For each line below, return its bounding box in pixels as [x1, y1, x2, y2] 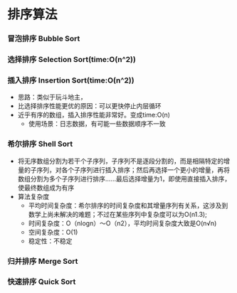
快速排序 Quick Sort [7, 277, 76, 287]
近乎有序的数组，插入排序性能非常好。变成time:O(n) [17, 111, 171, 119]
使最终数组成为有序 [17, 183, 75, 192]
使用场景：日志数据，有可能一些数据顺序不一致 [28, 119, 166, 128]
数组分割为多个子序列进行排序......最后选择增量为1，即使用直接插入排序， [17, 174, 231, 183]
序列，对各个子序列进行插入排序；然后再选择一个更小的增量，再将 [36, 165, 230, 174]
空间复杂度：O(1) [28, 228, 78, 236]
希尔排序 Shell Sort [7, 139, 73, 149]
